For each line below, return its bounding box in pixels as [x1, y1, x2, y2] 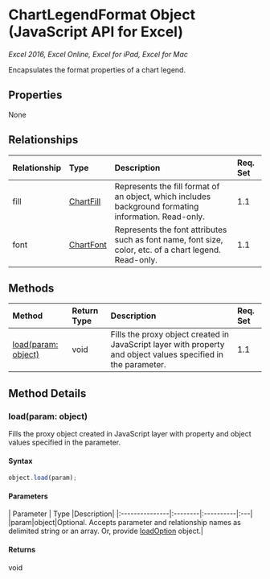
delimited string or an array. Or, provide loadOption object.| [8, 526, 203, 536]
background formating [114, 201, 199, 212]
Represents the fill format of [114, 180, 220, 192]
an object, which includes [114, 191, 211, 202]
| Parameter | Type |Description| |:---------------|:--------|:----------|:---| [8, 509, 253, 519]
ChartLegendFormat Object [8, 6, 195, 24]
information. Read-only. [114, 211, 205, 222]
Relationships [8, 133, 79, 147]
